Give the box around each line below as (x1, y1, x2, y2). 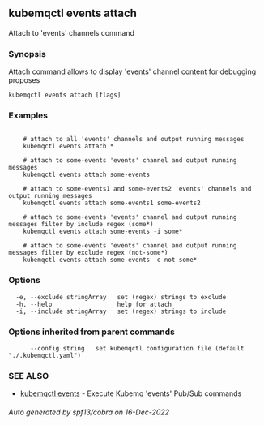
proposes (8, 75, 40, 85)
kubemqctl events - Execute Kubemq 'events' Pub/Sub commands (19, 389, 242, 398)
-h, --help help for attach (15, 300, 172, 308)
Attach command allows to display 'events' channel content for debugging (8, 67, 257, 76)
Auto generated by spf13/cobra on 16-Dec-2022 (8, 407, 170, 417)
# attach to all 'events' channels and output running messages (23, 135, 245, 144)
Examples (8, 109, 49, 121)
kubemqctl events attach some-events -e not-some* (23, 255, 198, 264)
